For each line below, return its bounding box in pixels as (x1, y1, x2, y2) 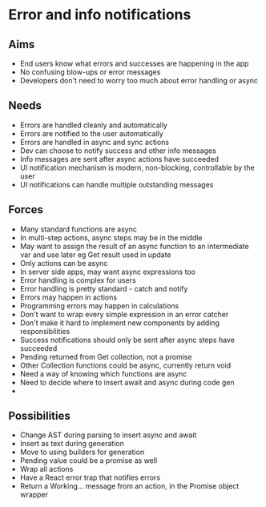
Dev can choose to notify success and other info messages (19, 146, 216, 155)
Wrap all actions (19, 465, 74, 474)
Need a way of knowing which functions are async (19, 368, 187, 378)
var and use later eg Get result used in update (19, 250, 171, 260)
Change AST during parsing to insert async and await (19, 430, 197, 440)
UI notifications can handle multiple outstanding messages (19, 179, 214, 189)
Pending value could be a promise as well (19, 456, 158, 465)
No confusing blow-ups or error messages (19, 67, 161, 77)
